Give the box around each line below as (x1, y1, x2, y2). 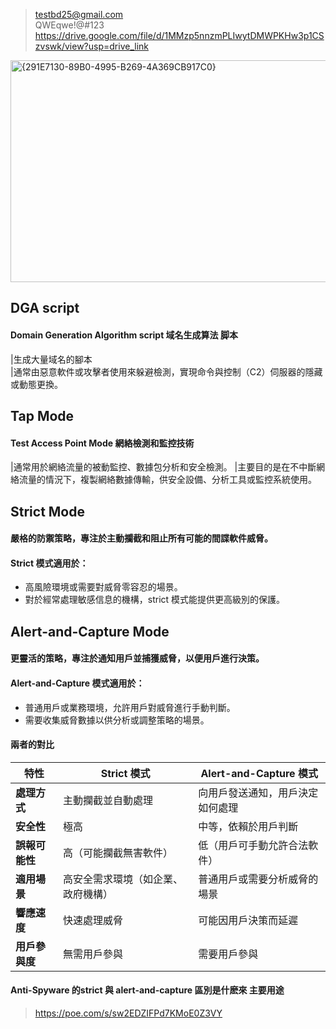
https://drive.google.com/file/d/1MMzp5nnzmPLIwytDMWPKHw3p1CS (34, 30, 325, 41)
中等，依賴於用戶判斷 (198, 819, 299, 833)
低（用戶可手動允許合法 (198, 838, 309, 852)
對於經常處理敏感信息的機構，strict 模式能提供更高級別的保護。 (24, 594, 286, 606)
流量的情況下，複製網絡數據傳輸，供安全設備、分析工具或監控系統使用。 (18, 474, 317, 486)
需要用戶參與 (198, 947, 259, 961)
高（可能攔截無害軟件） (63, 845, 174, 859)
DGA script (10, 300, 80, 317)
